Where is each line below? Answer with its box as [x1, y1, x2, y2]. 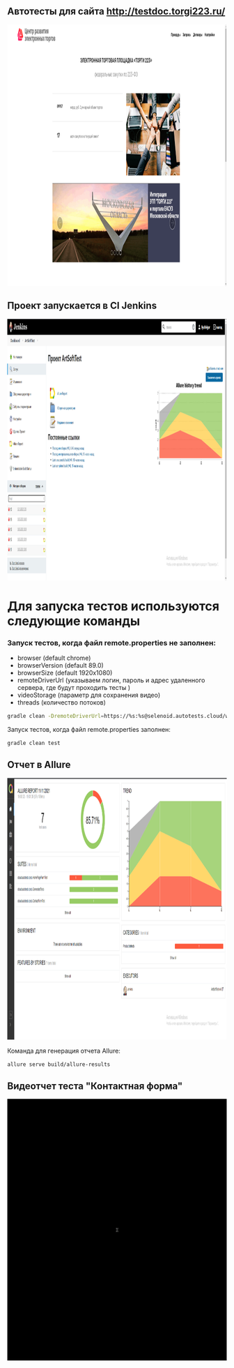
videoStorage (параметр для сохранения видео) [17, 691, 161, 700]
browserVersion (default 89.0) [17, 661, 104, 670]
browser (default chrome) [17, 654, 91, 662]
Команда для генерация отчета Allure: [7, 1046, 120, 1055]
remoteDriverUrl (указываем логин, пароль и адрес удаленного [17, 676, 205, 684]
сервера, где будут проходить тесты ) [17, 684, 131, 692]
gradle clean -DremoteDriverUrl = [7, 713, 104, 720]
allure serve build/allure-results [7, 1060, 111, 1068]
